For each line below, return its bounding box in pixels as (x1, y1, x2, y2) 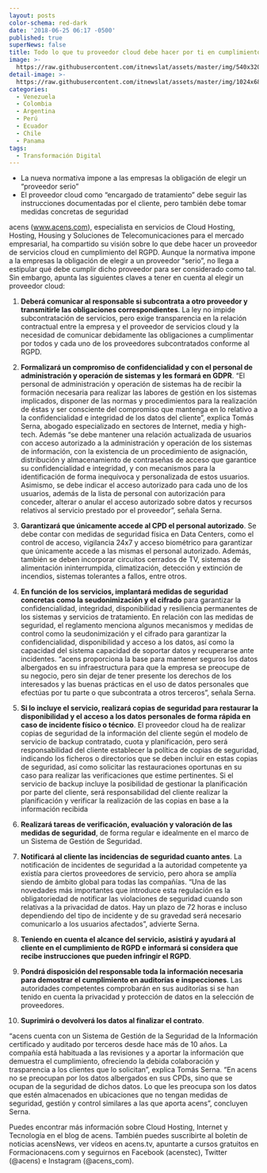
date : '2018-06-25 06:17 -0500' (9, 26, 116, 34)
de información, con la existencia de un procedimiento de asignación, (20, 447, 248, 457)
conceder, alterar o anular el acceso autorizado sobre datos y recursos (20, 497, 253, 507)
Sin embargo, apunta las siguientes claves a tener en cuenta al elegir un (9, 273, 244, 282)
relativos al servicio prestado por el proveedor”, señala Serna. (20, 506, 223, 515)
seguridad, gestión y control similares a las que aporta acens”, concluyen (9, 1098, 248, 1108)
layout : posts (9, 11, 56, 20)
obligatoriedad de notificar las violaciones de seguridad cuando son (20, 894, 243, 904)
